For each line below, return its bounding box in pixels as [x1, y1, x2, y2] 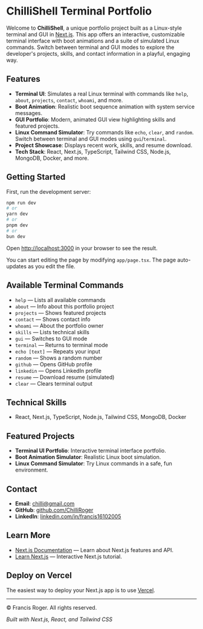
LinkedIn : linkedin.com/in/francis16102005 [14, 513, 121, 520]
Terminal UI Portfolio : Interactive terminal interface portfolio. [14, 447, 166, 455]
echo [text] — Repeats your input [14, 347, 101, 355]
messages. [14, 109, 43, 116]
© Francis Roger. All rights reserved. [6, 604, 97, 611]
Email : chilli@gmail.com [14, 499, 75, 507]
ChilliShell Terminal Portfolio [6, 4, 152, 18]
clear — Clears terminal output [14, 380, 92, 387]
